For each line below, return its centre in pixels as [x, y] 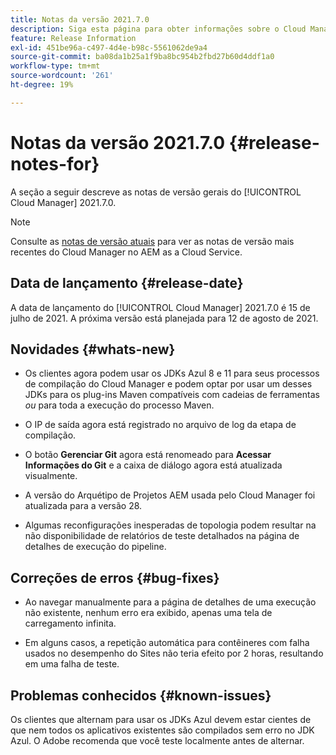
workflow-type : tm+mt [55, 66]
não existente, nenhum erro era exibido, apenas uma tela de [148, 613]
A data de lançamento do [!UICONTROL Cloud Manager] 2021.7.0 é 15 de [160, 307]
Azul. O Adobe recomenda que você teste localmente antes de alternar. [157, 740]
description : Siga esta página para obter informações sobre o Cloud [158, 29]
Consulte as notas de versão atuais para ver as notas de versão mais [152, 241]
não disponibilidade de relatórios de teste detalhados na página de [162, 536]
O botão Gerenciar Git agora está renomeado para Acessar [148, 455]
